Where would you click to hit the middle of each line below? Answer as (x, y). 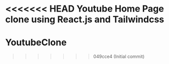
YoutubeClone (36, 43)
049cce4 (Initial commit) (119, 56)
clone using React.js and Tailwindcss (85, 19)
